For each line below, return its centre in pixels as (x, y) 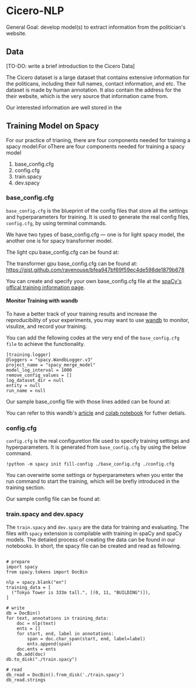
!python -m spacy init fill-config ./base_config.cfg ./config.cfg (90, 464)
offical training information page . (45, 287)
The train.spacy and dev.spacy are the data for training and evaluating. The (97, 527)
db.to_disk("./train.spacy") (42, 659)
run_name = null (26, 391)
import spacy (22, 567)
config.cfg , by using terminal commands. (56, 223)
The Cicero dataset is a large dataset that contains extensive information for (98, 77)
